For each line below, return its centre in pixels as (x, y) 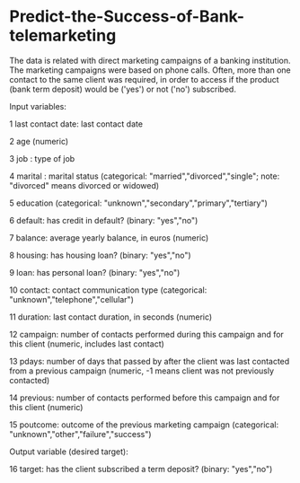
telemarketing (63, 35)
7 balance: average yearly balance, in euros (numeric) (109, 237)
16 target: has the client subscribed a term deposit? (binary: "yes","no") (141, 469)
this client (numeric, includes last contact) (87, 344)
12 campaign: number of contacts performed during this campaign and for (147, 334)
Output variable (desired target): (69, 452)
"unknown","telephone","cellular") (72, 299)
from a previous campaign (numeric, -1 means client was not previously (142, 371)
